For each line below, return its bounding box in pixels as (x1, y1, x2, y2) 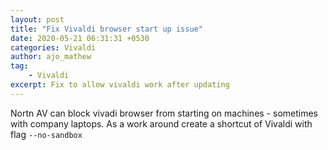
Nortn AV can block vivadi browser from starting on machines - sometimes (10, 107, 318, 119)
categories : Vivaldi (10, 42, 97, 53)
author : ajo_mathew (10, 52, 92, 62)
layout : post (10, 14, 65, 25)
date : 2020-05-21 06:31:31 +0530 (10, 33, 150, 43)
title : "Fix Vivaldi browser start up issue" (10, 24, 203, 34)
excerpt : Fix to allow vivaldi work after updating (10, 80, 230, 90)
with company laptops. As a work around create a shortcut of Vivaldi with (10, 117, 313, 130)
